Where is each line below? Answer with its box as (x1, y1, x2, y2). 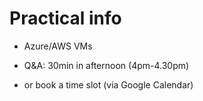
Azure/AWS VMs (23, 40, 93, 52)
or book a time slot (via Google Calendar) (23, 78, 194, 91)
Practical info (9, 7, 122, 30)
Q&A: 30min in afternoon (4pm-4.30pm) (23, 59, 190, 71)
